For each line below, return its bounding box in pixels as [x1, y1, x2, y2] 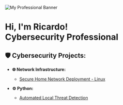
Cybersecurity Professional [5, 32, 119, 43]
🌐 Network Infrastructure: [12, 66, 66, 72]
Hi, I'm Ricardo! [5, 22, 68, 32]
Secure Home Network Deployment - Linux [19, 76, 106, 82]
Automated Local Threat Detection [19, 95, 88, 101]
